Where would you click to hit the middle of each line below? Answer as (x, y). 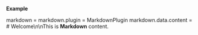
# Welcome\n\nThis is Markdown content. (58, 26)
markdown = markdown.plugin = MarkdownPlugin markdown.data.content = (99, 20)
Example (17, 9)
